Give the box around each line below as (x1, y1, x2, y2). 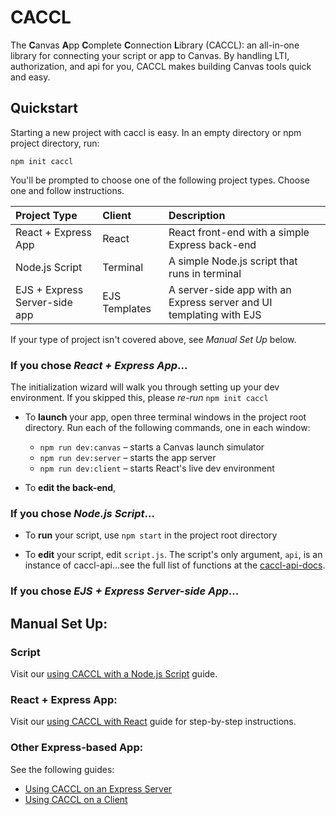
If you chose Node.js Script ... (10, 506, 155, 520)
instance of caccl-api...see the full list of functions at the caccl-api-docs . (24, 559, 326, 571)
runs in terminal (168, 266, 242, 280)
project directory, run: (10, 137, 100, 149)
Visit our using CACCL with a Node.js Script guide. (10, 667, 218, 680)
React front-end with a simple (168, 225, 310, 239)
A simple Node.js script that (168, 254, 298, 268)
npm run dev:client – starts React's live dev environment (39, 462, 275, 475)
